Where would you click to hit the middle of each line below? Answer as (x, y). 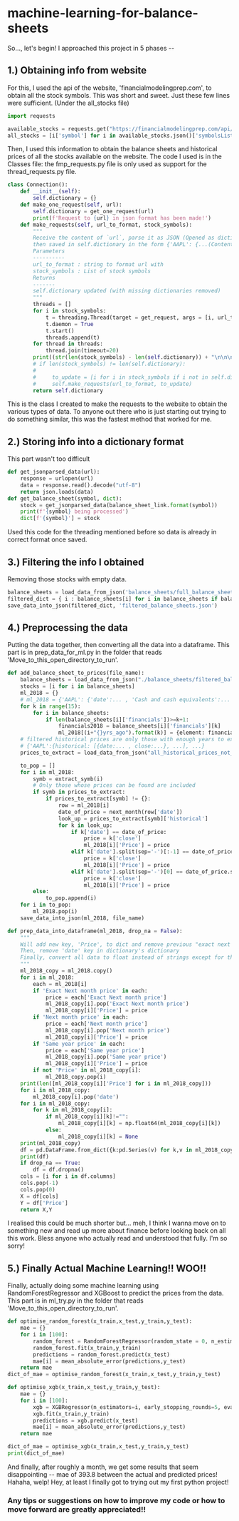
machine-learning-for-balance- (103, 13)
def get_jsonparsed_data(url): (54, 472)
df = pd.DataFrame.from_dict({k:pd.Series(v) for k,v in (106, 1150)
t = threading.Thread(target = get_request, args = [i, (130, 317)
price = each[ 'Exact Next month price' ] (106, 997)
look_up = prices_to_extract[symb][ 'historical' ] (133, 818)
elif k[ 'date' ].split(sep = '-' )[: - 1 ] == (130, 852)
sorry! (16, 1246)
